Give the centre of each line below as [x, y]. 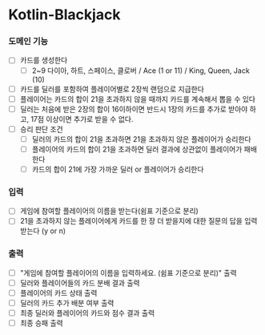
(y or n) [54, 231]
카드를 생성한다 [44, 60]
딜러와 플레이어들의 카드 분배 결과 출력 [80, 283]
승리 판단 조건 [41, 129]
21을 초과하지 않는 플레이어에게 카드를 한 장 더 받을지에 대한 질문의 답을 [131, 221]
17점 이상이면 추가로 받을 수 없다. [82, 119]
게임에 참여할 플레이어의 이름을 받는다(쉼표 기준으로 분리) [109, 211]
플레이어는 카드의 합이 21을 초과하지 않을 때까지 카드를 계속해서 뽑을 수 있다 [138, 99]
